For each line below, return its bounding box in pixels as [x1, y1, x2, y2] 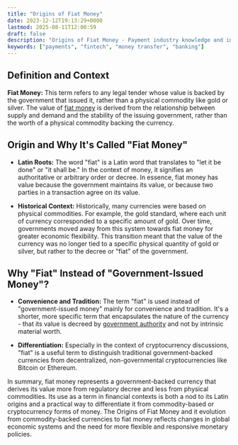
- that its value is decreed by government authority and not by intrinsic [17, 320, 224, 328]
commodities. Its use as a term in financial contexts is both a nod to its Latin [7, 393, 229, 401]
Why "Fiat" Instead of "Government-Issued [7, 267, 204, 280]
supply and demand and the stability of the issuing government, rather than [7, 111, 228, 119]
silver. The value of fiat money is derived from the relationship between [7, 103, 215, 112]
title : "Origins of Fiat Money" [7, 10, 103, 18]
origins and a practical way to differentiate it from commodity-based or [7, 400, 215, 408]
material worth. [17, 327, 62, 336]
